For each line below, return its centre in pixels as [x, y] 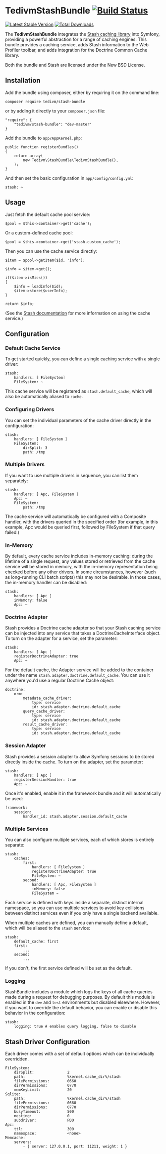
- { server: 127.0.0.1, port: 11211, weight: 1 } [75, 1147]
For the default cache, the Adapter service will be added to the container [79, 670]
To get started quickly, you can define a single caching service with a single [83, 359]
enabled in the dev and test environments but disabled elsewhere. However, [83, 1002]
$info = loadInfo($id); [39, 286]
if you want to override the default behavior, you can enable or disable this [81, 1008]
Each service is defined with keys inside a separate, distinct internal [74, 903]
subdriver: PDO [44, 1120]
